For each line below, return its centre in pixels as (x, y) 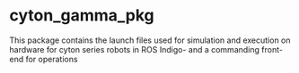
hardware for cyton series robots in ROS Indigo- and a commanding (135, 49)
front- (272, 49)
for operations (52, 59)
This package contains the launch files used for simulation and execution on (150, 40)
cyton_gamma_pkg (82, 16)
